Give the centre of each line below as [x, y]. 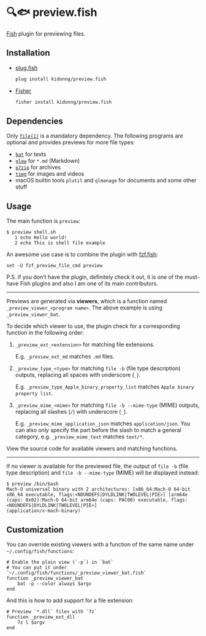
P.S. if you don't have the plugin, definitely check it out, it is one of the [95, 277]
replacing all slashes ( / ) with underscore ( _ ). [71, 412]
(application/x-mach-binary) [44, 511]
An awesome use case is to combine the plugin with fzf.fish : [82, 254]
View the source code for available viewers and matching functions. [92, 449]
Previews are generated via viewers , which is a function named [87, 301]
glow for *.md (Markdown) [48, 161]
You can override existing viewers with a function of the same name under [100, 544]
